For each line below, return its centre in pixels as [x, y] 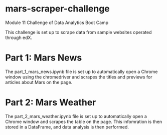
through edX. [19, 37]
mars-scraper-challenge [58, 9]
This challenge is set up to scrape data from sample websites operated [78, 32]
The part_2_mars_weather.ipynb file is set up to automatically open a [76, 116]
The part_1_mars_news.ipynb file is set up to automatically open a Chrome [81, 71]
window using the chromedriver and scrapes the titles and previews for [79, 77]
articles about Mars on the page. [39, 82]
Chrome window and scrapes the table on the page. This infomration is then [83, 121]
